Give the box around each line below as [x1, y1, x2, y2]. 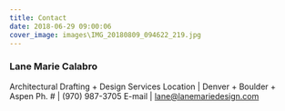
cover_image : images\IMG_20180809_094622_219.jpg [9, 30, 202, 39]
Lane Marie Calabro [9, 60, 98, 73]
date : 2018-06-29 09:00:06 [9, 22, 112, 31]
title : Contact [9, 13, 67, 23]
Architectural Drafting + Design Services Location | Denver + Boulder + [9, 81, 276, 92]
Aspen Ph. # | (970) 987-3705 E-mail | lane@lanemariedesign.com [9, 90, 260, 101]
